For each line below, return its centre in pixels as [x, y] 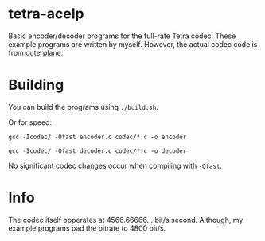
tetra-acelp [46, 14]
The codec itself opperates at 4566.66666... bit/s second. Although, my [126, 220]
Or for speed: [30, 122]
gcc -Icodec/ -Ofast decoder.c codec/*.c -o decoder [97, 151]
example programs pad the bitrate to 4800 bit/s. [87, 228]
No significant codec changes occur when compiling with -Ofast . [115, 165]
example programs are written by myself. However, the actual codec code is [133, 44]
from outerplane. [36, 52]
